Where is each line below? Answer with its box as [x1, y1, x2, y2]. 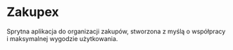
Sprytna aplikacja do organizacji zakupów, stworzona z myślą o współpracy [6, 27, 226, 35]
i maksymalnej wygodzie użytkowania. [6, 34, 118, 42]
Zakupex [6, 4, 59, 20]
